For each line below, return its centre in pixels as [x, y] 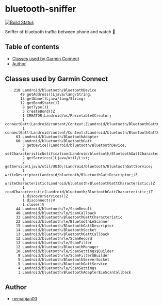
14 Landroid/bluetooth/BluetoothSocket [56, 230]
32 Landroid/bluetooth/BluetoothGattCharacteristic [69, 217]
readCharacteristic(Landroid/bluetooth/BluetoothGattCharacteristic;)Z [79, 192]
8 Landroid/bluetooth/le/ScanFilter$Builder [64, 255]
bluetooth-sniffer [41, 9]
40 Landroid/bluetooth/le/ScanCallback [56, 213]
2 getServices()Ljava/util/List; [56, 158]
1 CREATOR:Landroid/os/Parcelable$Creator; [67, 115]
